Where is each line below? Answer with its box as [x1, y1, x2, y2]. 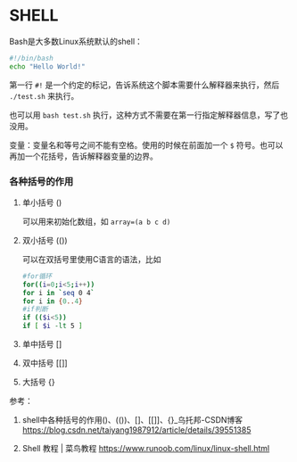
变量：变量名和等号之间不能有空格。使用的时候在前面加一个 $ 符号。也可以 [9, 139, 284, 150]
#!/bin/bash [9, 54, 54, 62]
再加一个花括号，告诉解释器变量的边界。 [9, 151, 158, 161]
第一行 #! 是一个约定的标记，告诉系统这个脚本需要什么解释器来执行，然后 [9, 79, 280, 90]
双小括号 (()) [21, 235, 69, 245]
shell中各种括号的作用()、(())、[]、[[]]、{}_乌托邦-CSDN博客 [21, 415, 243, 425]
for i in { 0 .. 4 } [21, 296, 83, 306]
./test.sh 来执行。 [9, 90, 79, 101]
